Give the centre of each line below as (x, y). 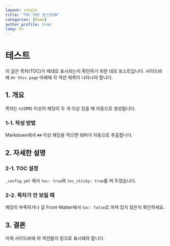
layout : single (21, 10)
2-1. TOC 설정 (22, 168)
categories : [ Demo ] (26, 19)
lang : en (15, 29)
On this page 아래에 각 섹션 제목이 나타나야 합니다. (62, 78)
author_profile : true (28, 24)
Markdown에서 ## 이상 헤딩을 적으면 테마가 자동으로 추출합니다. (69, 135)
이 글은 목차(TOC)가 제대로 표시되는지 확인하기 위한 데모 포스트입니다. (75, 71)
